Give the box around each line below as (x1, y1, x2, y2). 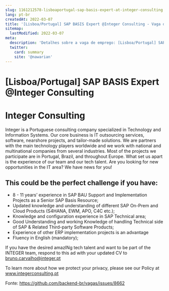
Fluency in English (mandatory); (12, 235, 79, 241)
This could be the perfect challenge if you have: (5, 179, 158, 187)
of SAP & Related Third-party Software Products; (12, 224, 114, 230)
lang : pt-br (5, 12, 30, 17)
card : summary (14, 49, 44, 54)
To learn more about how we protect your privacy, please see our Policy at (5, 265, 159, 271)
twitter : (10, 45, 28, 50)
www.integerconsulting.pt (5, 270, 59, 276)
